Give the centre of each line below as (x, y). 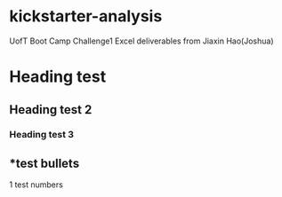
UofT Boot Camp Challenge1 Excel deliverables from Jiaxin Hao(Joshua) (141, 41)
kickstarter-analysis (86, 16)
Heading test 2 (51, 110)
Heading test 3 (41, 135)
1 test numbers (36, 185)
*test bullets (44, 163)
